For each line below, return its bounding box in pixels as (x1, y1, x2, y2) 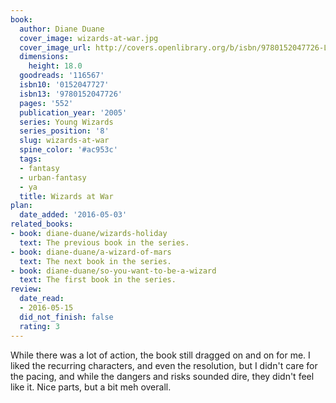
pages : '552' (19, 98, 74, 108)
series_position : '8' (19, 126, 110, 136)
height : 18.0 (28, 61, 83, 71)
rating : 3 (19, 321, 60, 331)
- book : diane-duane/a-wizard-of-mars (10, 247, 172, 257)
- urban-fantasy (19, 172, 87, 183)
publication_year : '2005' (19, 107, 128, 118)
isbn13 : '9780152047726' (19, 89, 123, 99)
